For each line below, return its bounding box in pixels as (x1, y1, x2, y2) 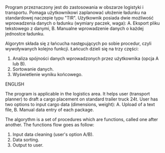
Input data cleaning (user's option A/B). (12, 131, 94, 137)
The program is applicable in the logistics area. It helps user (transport (5, 91, 150, 96)
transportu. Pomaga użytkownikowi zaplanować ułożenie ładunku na (5, 9, 146, 15)
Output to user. (12, 142, 43, 148)
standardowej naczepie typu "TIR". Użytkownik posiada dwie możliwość (5, 15, 154, 20)
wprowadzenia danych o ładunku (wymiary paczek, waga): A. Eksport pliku (5, 20, 160, 26)
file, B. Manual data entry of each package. (5, 107, 94, 112)
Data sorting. (12, 137, 39, 142)
